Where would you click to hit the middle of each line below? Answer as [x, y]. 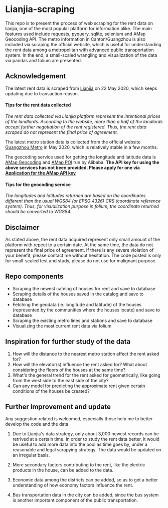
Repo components [34, 277]
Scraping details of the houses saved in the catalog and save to [78, 294]
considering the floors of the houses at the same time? [69, 370]
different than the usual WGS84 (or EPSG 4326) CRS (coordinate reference [83, 201]
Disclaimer [22, 227]
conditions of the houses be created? [51, 391]
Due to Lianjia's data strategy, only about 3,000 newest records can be [86, 434]
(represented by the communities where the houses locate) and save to [86, 310]
